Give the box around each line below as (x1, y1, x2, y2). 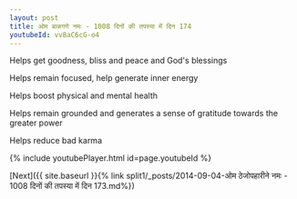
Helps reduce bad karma (9, 135, 103, 146)
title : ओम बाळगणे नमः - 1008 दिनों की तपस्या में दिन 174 (9, 22, 192, 31)
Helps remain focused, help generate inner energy (9, 73, 199, 84)
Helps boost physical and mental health (9, 90, 158, 101)
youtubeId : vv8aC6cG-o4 (9, 30, 100, 39)
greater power (9, 117, 63, 128)
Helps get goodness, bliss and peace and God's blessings (9, 55, 228, 66)
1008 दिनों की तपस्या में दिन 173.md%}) (9, 181, 135, 192)
